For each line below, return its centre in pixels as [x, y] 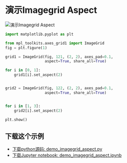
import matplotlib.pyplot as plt [39, 34]
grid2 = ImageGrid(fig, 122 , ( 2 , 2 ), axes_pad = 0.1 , [59, 88]
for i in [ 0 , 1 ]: [23, 70]
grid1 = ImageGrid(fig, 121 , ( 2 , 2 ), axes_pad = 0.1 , [59, 57]
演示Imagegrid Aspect [51, 10]
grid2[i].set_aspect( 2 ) [38, 110]
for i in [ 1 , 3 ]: [23, 106]
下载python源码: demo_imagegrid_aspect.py [57, 149]
